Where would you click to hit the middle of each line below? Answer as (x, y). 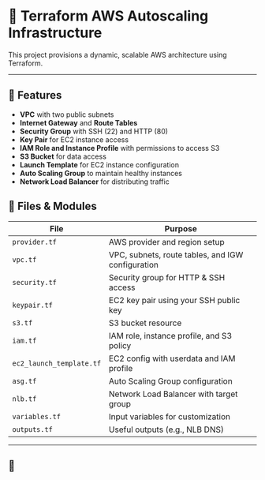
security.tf (35, 282)
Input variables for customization (170, 416)
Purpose (181, 228)
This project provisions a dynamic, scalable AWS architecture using (118, 54)
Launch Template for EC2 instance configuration (99, 164)
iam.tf (24, 340)
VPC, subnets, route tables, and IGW (176, 254)
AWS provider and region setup (167, 242)
